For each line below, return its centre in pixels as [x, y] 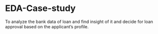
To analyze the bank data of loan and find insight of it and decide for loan [79, 22]
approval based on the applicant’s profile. [47, 26]
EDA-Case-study [40, 8]
